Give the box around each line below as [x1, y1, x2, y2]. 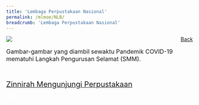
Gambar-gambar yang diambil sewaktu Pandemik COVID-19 [6, 48, 173, 56]
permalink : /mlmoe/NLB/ [6, 14, 65, 20]
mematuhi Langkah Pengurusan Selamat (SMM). [6, 55, 141, 63]
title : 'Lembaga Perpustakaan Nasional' [6, 8, 108, 15]
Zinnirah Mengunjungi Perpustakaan [6, 80, 133, 89]
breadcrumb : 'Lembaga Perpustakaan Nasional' [6, 19, 120, 25]
